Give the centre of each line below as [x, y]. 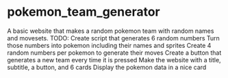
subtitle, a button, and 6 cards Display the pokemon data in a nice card [107, 67]
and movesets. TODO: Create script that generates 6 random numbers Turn [114, 38]
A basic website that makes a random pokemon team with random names [111, 31]
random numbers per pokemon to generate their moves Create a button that [114, 53]
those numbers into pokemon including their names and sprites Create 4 [109, 45]
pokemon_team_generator [84, 12]
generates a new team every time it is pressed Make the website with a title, [114, 60]
